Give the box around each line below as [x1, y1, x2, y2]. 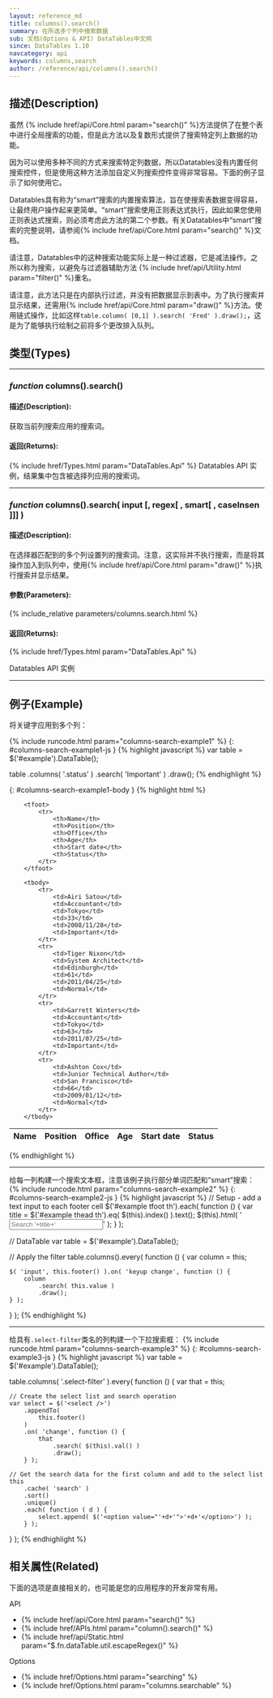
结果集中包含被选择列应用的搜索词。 [23, 471, 144, 481]
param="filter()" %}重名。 [9, 272, 96, 282]
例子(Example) [9, 697, 83, 711]
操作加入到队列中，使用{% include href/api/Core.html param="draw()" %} [9, 560, 256, 570]
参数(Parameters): [9, 590, 71, 600]
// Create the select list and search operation [9, 1392, 177, 1401]
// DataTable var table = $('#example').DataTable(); [9, 1237, 179, 1247]
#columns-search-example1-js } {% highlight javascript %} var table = [9, 745, 244, 755]
